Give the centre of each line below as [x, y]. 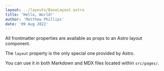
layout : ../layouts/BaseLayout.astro [45, 10]
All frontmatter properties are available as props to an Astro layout [74, 38]
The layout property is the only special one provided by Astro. [70, 53]
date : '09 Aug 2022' [27, 24]
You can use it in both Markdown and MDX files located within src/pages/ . [82, 63]
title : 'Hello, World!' [30, 15]
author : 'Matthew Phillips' [35, 19]
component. [18, 44]
